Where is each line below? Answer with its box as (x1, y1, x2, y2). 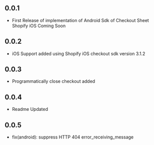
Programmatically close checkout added (11, 78, 95, 84)
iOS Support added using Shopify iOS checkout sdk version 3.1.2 (11, 50, 145, 57)
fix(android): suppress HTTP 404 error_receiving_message (11, 134, 133, 140)
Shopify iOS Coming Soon (11, 23, 66, 29)
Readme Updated (11, 106, 48, 112)
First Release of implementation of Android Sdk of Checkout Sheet (11, 17, 149, 23)
